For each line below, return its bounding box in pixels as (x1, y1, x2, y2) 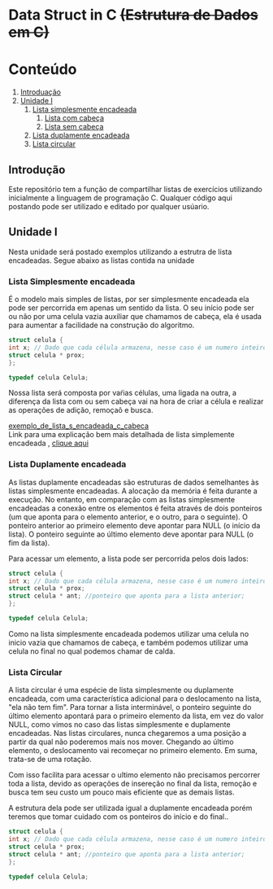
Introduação (19, 87, 61, 97)
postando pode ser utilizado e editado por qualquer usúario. (8, 201, 210, 211)
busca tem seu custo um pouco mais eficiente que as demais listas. (8, 787, 236, 797)
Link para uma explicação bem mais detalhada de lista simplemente (8, 430, 236, 440)
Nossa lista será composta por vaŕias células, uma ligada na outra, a (8, 388, 237, 398)
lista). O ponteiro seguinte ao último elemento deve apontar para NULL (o (8, 529, 254, 539)
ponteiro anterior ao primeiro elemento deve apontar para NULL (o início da (8, 520, 261, 530)
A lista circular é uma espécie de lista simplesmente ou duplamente (8, 685, 234, 695)
